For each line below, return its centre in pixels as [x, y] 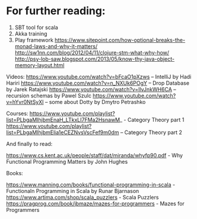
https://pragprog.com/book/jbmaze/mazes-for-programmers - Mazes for [96, 204]
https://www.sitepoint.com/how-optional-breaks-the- [120, 40]
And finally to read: [29, 144]
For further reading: [56, 11]
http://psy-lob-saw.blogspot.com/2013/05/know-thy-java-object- [95, 59]
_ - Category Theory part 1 [152, 119]
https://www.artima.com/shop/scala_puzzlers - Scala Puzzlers [82, 197]
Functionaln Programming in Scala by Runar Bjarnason [73, 191]
